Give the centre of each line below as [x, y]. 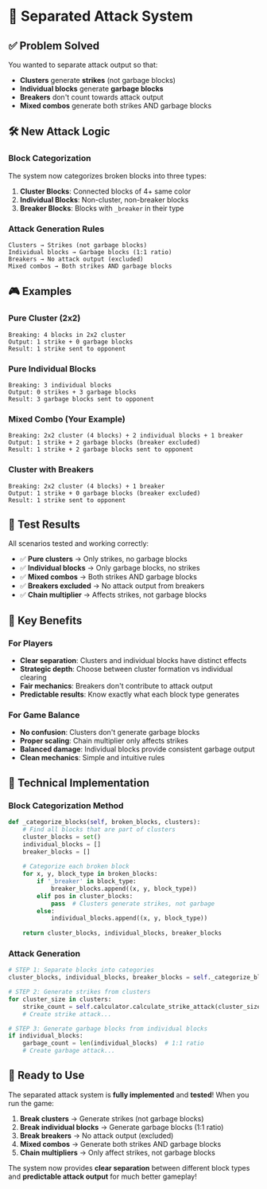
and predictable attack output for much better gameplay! [103, 1176]
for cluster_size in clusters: [60, 999]
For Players [31, 643]
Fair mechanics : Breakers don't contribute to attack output [116, 686]
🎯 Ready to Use [46, 1075]
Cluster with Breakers [51, 469]
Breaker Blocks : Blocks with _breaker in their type [102, 208]
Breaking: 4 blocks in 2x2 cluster [67, 335]
